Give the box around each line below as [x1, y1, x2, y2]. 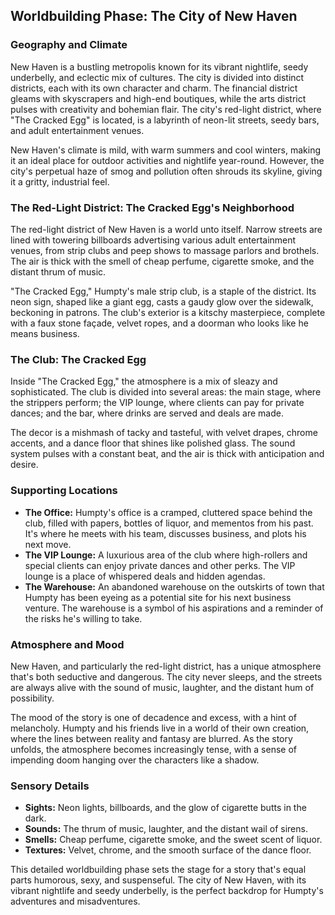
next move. [24, 538, 72, 550]
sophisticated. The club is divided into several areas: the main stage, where [10, 386, 322, 398]
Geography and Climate [10, 38, 128, 52]
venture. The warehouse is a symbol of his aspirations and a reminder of [24, 602, 324, 614]
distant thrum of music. [10, 265, 107, 278]
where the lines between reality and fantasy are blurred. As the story [10, 732, 293, 744]
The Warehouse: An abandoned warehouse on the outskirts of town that [24, 580, 325, 593]
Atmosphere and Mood [10, 637, 125, 651]
